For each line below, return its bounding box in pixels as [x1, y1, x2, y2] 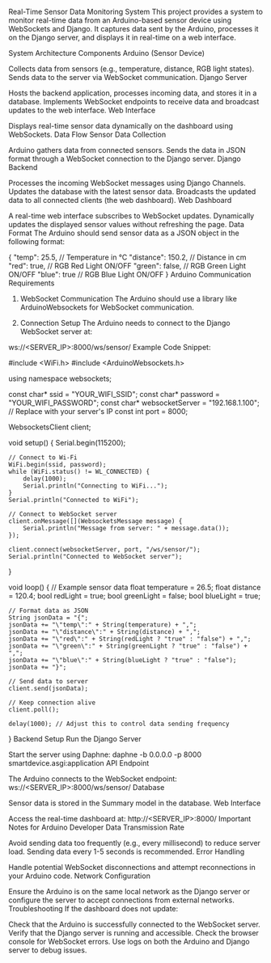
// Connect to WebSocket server [8, 510, 117, 518]
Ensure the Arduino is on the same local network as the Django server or [8, 887, 251, 896]
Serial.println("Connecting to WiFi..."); [23, 482, 168, 490]
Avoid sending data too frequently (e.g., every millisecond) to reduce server [8, 838, 261, 847]
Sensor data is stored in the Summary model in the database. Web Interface [8, 798, 261, 808]
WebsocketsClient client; [8, 422, 91, 432]
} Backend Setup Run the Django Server [8, 734, 142, 743]
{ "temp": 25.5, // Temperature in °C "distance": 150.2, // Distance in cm [8, 252, 247, 262]
